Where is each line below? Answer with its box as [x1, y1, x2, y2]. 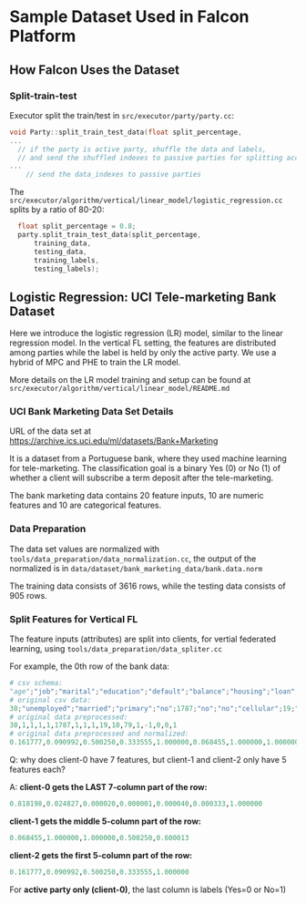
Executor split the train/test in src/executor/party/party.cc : [9, 109, 235, 120]
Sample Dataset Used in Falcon [9, 6, 250, 27]
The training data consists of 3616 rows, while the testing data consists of [9, 580, 287, 591]
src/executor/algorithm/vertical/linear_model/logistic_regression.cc [9, 196, 283, 206]
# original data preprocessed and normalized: [9, 729, 189, 739]
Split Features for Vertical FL [9, 612, 138, 625]
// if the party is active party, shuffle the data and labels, [17, 144, 267, 154]
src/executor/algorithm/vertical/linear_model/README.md [9, 385, 230, 394]
